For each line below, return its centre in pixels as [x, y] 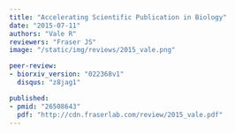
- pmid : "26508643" [45, 107]
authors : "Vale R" [43, 33]
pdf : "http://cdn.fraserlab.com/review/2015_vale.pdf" [120, 115]
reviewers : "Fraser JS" [53, 42]
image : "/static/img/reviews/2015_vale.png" [92, 50]
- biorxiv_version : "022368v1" [67, 74]
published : [29, 98]
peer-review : [33, 66]
